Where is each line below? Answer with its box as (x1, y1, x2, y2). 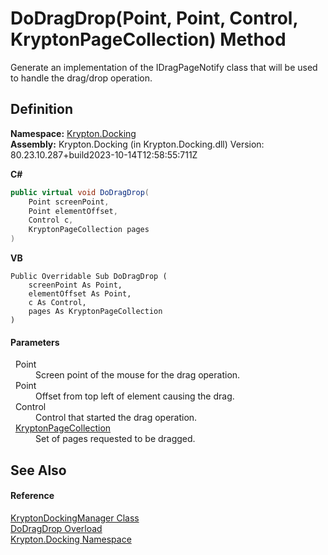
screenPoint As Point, (28, 280, 123, 290)
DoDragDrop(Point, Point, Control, (10, 7, 298, 30)
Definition (10, 101, 73, 118)
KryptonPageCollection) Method (10, 28, 287, 51)
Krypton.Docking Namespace (10, 533, 132, 545)
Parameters (10, 336, 60, 348)
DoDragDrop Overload (10, 522, 103, 534)
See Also (10, 462, 67, 479)
